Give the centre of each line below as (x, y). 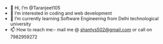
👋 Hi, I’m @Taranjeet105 (35, 8)
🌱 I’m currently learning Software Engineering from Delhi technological (84, 18)
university (21, 24)
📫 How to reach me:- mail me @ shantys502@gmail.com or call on (81, 30)
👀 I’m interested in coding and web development (61, 13)
